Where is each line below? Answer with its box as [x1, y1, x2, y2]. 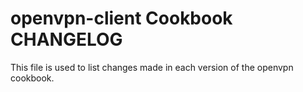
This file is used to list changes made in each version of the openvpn [10, 61, 294, 73]
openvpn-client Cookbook [10, 7, 233, 30]
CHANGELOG [10, 28, 123, 51]
